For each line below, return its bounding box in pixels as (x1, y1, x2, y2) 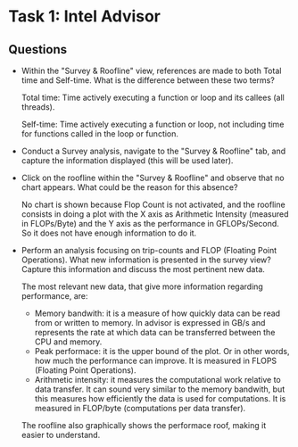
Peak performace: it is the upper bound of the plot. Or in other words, (34, 346, 290, 356)
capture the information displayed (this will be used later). (21, 155, 234, 166)
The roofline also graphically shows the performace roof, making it (21, 420, 267, 430)
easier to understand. (21, 430, 101, 440)
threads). (21, 102, 55, 112)
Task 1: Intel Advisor (8, 6, 161, 27)
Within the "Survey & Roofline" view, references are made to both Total (21, 65, 282, 76)
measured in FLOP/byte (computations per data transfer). (34, 403, 246, 413)
